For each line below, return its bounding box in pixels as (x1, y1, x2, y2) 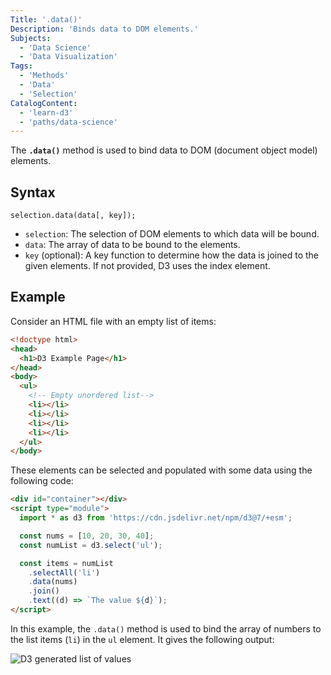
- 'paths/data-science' (19, 117, 118, 127)
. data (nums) (28, 577, 78, 587)
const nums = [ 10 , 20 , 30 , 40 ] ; (19, 531, 155, 541)
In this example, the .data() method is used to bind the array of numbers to (10, 622, 322, 635)
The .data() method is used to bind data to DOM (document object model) (10, 144, 318, 156)
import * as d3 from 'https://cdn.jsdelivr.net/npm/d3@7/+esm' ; (19, 513, 293, 523)
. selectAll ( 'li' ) (28, 567, 101, 578)
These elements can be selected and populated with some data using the (10, 464, 313, 476)
